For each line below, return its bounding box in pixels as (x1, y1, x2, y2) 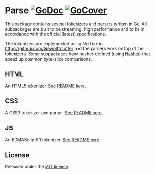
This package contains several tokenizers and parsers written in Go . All (5, 21, 147, 27)
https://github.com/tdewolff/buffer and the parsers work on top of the (5, 46, 144, 51)
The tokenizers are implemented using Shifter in (5, 40, 103, 46)
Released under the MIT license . (5, 164, 70, 170)
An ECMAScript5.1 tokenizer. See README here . (5, 137, 101, 142)
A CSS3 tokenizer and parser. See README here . (5, 110, 103, 116)
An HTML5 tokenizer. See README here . (5, 83, 86, 89)
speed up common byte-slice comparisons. (5, 56, 92, 62)
